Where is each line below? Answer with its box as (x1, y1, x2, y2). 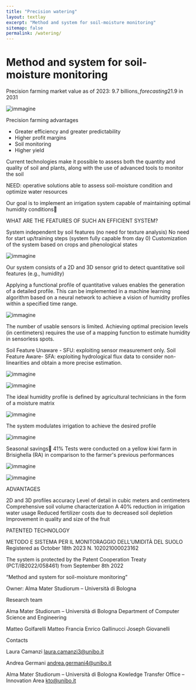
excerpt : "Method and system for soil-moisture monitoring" (6, 19, 157, 25)
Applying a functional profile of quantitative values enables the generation (6, 281, 185, 288)
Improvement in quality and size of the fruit (6, 516, 110, 523)
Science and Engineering (6, 614, 67, 621)
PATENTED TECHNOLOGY (6, 527, 70, 534)
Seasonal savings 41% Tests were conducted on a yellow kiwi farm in (6, 445, 177, 452)
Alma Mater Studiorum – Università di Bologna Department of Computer (6, 608, 180, 615)
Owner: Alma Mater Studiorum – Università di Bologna (6, 585, 137, 592)
